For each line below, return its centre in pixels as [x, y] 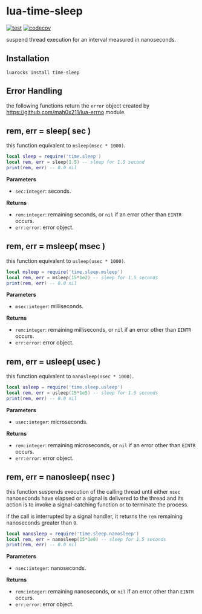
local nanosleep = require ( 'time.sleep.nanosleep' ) [73, 534]
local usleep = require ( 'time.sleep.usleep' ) [64, 387]
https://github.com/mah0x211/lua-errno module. [66, 112]
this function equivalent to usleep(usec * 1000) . [66, 260]
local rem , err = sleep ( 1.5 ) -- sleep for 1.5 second [76, 162]
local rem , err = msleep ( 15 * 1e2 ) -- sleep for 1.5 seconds [82, 277]
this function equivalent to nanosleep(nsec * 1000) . [70, 376]
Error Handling [34, 91]
